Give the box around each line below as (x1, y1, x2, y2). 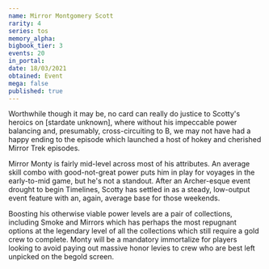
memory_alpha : (8, 34, 57, 43)
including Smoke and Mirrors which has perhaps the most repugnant (8, 217, 237, 227)
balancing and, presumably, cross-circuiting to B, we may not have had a (8, 126, 251, 136)
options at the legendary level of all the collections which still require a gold (8, 226, 260, 236)
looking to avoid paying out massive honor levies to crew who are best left (8, 243, 256, 253)
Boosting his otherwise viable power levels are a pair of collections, (8, 209, 233, 219)
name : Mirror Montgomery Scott (8, 11, 114, 20)
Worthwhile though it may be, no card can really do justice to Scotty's (8, 109, 241, 119)
